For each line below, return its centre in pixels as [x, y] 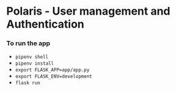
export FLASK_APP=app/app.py [52, 70]
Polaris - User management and [88, 11]
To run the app [28, 43]
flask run [28, 83]
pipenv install [35, 64]
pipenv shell [32, 57]
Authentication [45, 24]
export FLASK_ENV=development [54, 77]
